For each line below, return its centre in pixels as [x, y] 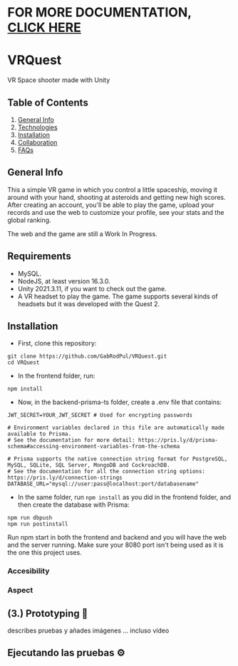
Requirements [39, 257]
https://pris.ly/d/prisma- [178, 440]
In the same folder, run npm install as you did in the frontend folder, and [124, 498]
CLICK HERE [45, 27]
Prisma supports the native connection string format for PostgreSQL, [121, 459]
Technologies [38, 127]
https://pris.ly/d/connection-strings [65, 478]
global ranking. [29, 220]
